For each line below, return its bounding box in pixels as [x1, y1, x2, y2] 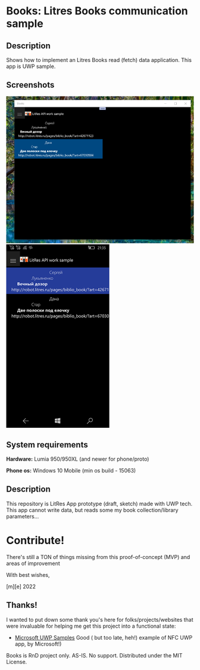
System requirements [6, 440, 88, 450]
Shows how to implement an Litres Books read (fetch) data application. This [6, 57, 192, 63]
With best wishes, [6, 571, 50, 578]
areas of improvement [6, 560, 61, 567]
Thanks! [6, 600, 37, 610]
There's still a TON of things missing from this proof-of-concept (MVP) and [6, 553, 190, 560]
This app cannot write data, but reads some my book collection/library [6, 506, 179, 514]
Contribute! [6, 534, 64, 547]
